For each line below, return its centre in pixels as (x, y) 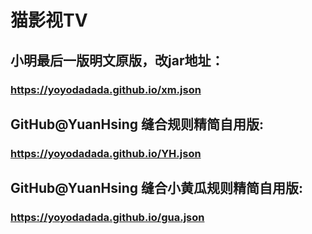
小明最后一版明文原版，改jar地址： (117, 60)
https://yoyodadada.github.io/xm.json (106, 89)
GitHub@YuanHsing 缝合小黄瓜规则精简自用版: (156, 188)
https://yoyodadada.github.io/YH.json (106, 153)
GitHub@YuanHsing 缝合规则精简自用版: (137, 124)
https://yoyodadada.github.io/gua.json (107, 218)
